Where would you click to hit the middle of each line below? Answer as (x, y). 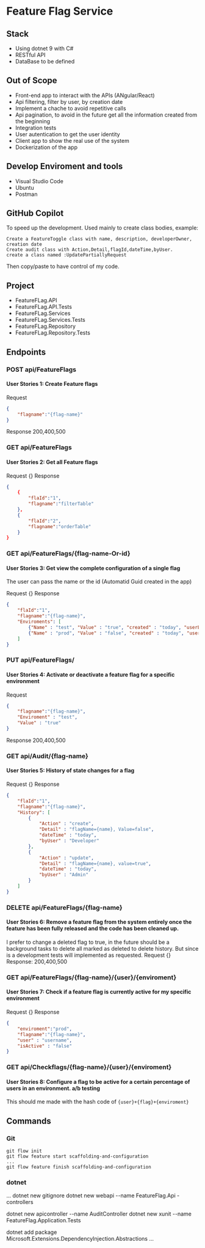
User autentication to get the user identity (67, 134)
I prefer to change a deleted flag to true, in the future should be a (88, 942)
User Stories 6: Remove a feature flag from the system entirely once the (99, 922)
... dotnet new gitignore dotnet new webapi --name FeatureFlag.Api (91, 1195)
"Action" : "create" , (67, 824)
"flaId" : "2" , (45, 521)
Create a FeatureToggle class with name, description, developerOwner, (99, 239)
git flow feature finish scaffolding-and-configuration (79, 1167)
